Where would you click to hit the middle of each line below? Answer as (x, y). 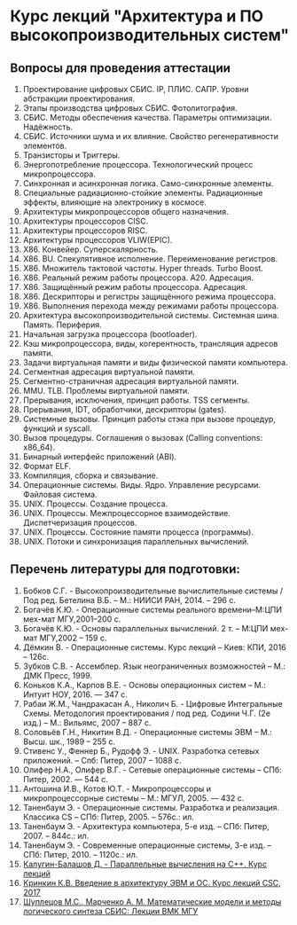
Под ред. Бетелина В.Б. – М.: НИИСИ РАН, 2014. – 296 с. (129, 600)
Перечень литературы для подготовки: (125, 569)
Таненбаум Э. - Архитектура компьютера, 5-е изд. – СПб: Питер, (146, 826)
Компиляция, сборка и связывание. (90, 475)
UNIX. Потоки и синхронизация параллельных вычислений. (136, 541)
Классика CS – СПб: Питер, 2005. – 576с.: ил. (108, 817)
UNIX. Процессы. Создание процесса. (95, 504)
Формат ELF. (47, 466)
